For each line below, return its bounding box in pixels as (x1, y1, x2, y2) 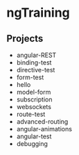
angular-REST (16, 51, 57, 59)
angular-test (16, 132, 52, 140)
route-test (16, 110, 46, 118)
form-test (16, 73, 44, 81)
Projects (6, 33, 44, 44)
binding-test (16, 58, 52, 67)
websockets (16, 103, 51, 111)
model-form (16, 88, 51, 96)
